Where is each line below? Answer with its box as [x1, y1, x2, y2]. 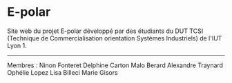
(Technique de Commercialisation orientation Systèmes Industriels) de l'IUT [7, 34, 222, 42]
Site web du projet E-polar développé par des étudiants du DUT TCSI [7, 27, 204, 35]
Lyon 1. [7, 41, 27, 49]
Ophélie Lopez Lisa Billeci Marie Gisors [7, 68, 119, 76]
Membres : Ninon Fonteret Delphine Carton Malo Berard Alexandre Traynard [7, 61, 223, 69]
